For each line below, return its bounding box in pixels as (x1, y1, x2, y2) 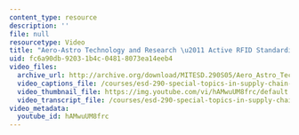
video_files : (9, 63, 58, 72)
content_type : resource (9, 12, 98, 22)
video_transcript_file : (17, 95, 105, 105)
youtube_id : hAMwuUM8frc (17, 112, 109, 121)
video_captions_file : (17, 79, 98, 88)
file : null (9, 29, 50, 38)
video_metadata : (9, 104, 69, 113)
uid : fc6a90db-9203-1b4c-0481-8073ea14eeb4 (9, 54, 174, 63)
